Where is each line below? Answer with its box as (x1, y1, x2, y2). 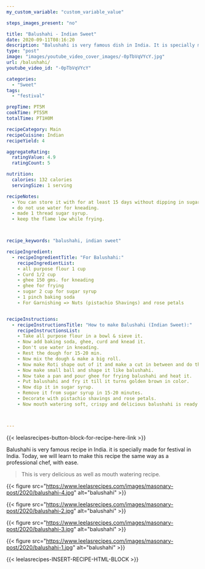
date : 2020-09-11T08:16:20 (6, 37, 75, 43)
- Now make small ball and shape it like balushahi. (17, 367, 154, 373)
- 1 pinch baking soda (17, 294, 75, 300)
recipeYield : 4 (6, 138, 45, 144)
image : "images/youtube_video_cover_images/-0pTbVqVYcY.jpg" (6, 54, 165, 60)
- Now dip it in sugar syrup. (17, 384, 95, 390)
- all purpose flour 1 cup (17, 266, 86, 272)
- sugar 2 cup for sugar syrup (17, 288, 97, 295)
